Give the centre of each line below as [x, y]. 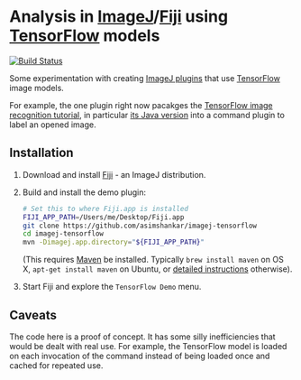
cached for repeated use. [56, 365]
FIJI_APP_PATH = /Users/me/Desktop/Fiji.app [103, 217]
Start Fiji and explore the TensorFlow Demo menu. [112, 287]
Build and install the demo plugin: [84, 192]
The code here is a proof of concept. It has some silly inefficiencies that [143, 337]
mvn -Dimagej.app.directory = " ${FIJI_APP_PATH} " [114, 242]
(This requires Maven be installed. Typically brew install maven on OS [153, 260]
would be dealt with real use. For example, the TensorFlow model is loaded [148, 346]
